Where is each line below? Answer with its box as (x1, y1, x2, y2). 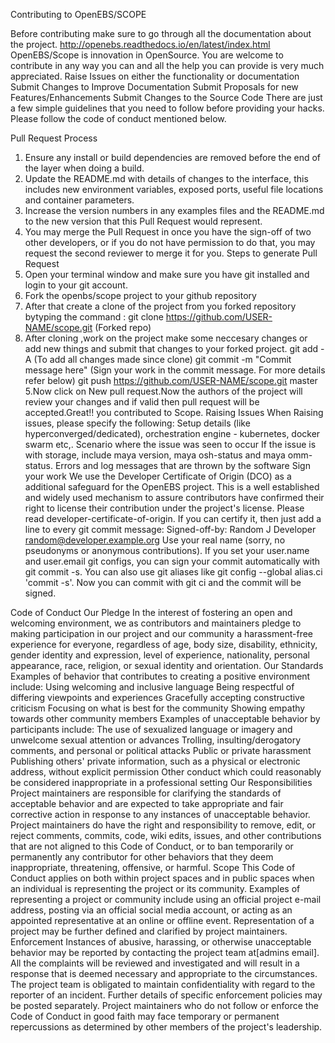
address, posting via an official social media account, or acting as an (10, 904, 293, 916)
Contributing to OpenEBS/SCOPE (10, 9, 147, 20)
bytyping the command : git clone (24, 311, 164, 323)
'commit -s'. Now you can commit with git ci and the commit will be (24, 577, 302, 588)
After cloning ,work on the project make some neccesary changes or (24, 332, 308, 344)
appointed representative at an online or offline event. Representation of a (10, 915, 315, 926)
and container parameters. (24, 194, 135, 206)
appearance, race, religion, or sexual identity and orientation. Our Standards (10, 660, 324, 671)
